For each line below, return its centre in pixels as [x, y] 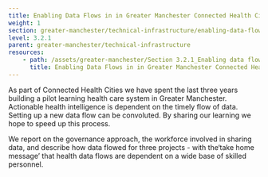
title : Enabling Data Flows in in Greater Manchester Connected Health [130, 15]
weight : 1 [25, 23]
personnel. [26, 164]
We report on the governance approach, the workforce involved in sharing [130, 139]
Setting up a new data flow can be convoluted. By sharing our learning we [130, 115]
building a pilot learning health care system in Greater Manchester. [118, 98]
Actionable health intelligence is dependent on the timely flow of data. [123, 106]
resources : [26, 52]
